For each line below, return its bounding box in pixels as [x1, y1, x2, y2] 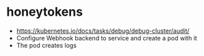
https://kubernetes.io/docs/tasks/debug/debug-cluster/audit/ [16, 27, 190, 35]
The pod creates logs [16, 41, 77, 49]
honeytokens [6, 4, 84, 20]
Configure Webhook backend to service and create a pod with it [16, 33, 198, 42]
